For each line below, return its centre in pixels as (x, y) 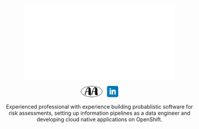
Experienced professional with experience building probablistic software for (99, 107)
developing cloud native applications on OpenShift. (99, 119)
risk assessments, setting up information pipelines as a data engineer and (99, 113)
